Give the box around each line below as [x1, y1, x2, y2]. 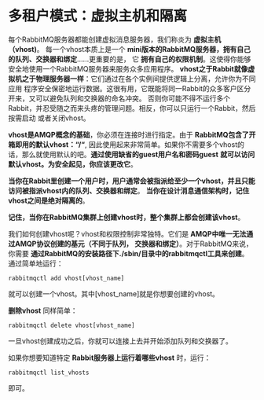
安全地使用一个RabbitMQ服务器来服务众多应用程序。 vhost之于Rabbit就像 [8, 64, 248, 73]
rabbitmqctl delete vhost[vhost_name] [8, 321, 135, 329]
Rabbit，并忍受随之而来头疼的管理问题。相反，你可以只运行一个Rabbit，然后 [8, 103, 256, 112]
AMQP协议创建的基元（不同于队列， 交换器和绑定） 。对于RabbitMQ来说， [14, 239, 253, 248]
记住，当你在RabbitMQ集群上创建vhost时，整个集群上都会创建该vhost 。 [8, 212, 245, 222]
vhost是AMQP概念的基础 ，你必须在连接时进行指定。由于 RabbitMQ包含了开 [8, 130, 256, 139]
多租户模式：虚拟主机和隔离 [8, 7, 188, 25]
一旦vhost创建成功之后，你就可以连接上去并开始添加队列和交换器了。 [8, 336, 233, 346]
